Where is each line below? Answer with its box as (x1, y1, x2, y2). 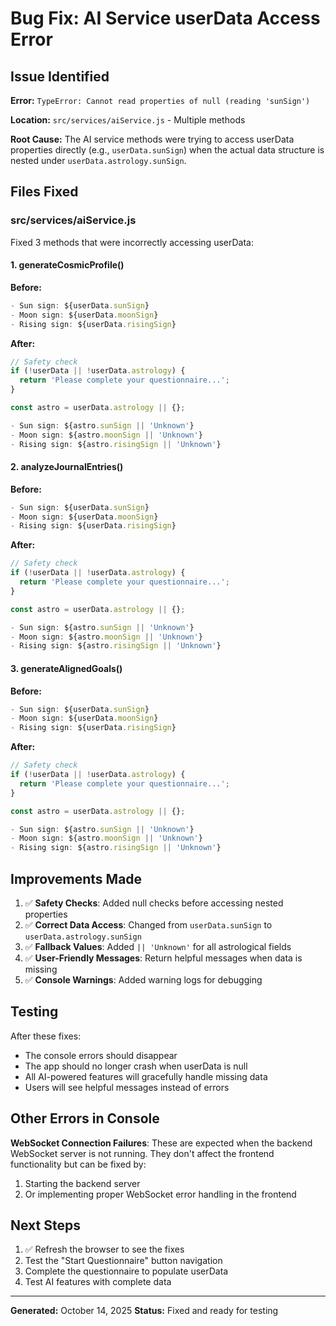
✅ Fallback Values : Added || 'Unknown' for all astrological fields (24, 940, 292, 952)
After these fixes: (10, 1030, 82, 1042)
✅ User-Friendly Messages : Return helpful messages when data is (24, 952, 303, 964)
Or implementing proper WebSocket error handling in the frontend (24, 1188, 297, 1200)
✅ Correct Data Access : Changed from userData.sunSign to (24, 918, 273, 931)
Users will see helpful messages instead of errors (24, 1081, 230, 1093)
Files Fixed (10, 183, 79, 201)
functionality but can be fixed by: (10, 1158, 147, 1170)
